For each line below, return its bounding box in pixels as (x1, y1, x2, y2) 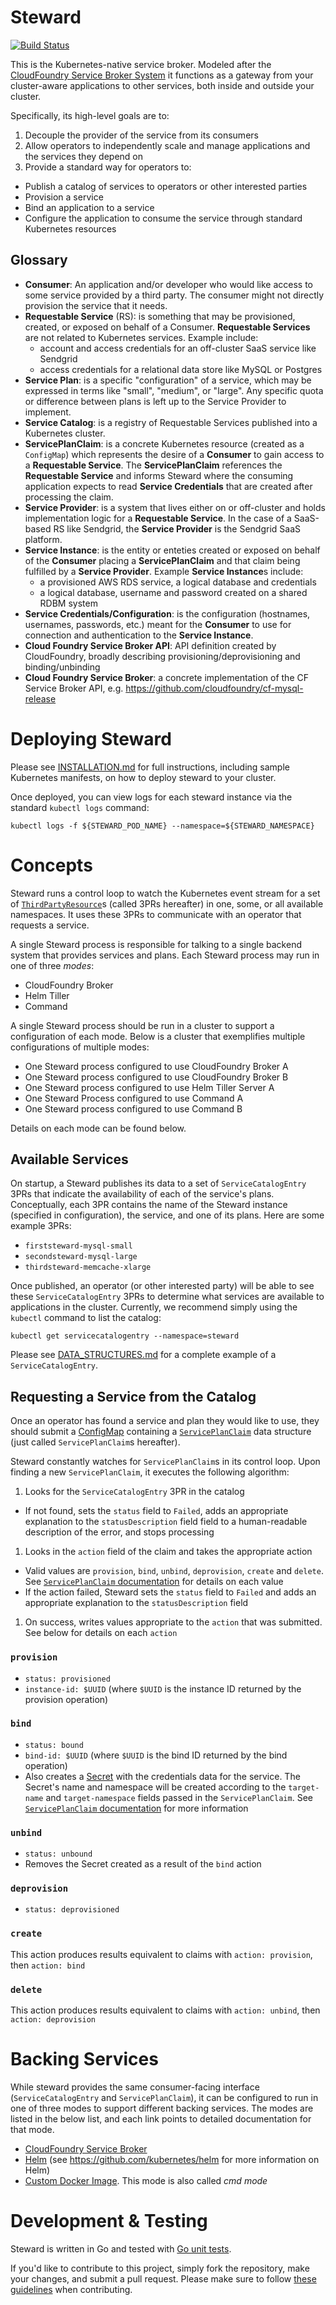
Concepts (10, 854, 93, 876)
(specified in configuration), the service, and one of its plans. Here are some (10, 1209, 325, 1221)
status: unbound (24, 1849, 93, 1860)
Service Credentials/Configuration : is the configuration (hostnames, (24, 607, 311, 620)
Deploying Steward (10, 727, 172, 750)
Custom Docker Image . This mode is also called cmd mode (24, 2174, 268, 2186)
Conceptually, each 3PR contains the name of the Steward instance (10, 1199, 288, 1211)
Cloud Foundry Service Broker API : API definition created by (24, 639, 277, 651)
